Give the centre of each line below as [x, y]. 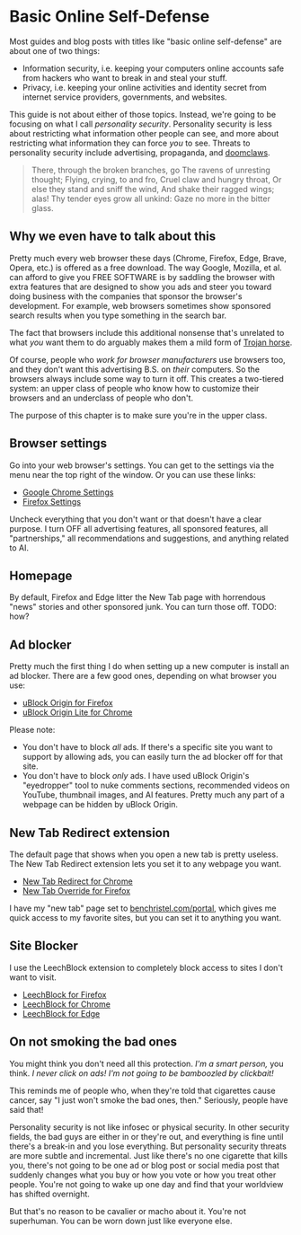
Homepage [41, 575]
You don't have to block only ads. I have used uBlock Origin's [136, 776]
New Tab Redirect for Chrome [77, 881]
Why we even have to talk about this [113, 237]
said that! [27, 1109]
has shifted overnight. [49, 1194]
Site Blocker [44, 946]
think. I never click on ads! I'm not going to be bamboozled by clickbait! [142, 1073]
